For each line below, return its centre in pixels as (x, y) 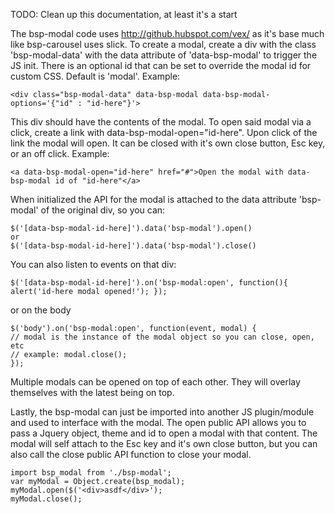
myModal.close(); (46, 499)
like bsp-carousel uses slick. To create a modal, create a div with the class (163, 44)
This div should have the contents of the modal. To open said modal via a (161, 122)
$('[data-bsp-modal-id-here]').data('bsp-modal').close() (133, 246)
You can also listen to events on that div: (93, 264)
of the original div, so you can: (103, 210)
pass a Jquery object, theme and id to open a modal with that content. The (164, 433)
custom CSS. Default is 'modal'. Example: (95, 76)
